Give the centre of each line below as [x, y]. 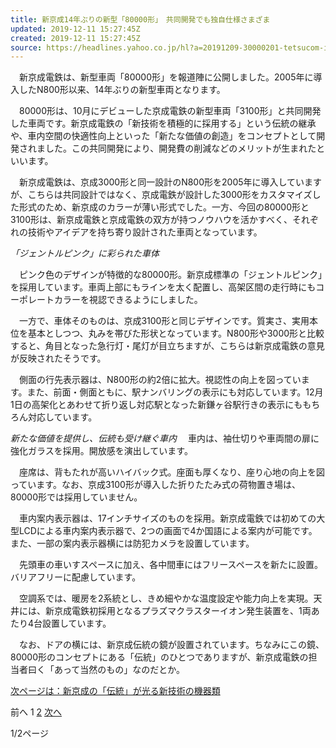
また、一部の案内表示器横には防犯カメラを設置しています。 [132, 543]
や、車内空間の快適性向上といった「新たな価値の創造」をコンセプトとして [163, 136]
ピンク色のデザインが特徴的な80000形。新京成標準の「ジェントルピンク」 [170, 275]
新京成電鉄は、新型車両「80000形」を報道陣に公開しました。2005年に [166, 77]
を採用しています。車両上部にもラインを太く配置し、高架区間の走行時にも [163, 287]
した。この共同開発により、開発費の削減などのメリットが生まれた [180, 148]
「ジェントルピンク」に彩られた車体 [85, 253]
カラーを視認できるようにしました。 [128, 300]
